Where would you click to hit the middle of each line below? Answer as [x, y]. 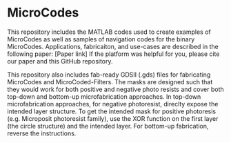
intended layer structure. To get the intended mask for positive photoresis [111, 111]
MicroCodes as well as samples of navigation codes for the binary [101, 39]
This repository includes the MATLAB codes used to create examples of [109, 32]
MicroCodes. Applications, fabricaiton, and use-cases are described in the [113, 46]
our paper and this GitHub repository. [60, 61]
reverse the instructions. [42, 133]
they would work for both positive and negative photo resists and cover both [115, 89]
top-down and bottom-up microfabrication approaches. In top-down [104, 96]
